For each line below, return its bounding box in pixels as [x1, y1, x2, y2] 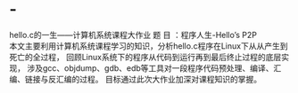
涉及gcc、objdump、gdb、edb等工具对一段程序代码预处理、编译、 [26, 62, 274, 74]
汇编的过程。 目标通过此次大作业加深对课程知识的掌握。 [55, 74, 261, 84]
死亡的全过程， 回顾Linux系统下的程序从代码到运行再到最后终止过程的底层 [9, 51, 282, 62]
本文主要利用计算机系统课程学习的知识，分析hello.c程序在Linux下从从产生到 [9, 40, 288, 51]
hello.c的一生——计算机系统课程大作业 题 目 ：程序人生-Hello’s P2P [9, 29, 257, 40]
